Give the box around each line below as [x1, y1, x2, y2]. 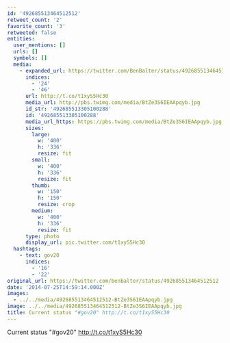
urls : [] [13, 49, 38, 55]
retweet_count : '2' [7, 16, 63, 23]
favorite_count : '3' [7, 23, 66, 29]
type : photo [25, 233, 60, 240]
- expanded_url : [19, 67, 66, 74]
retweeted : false [7, 29, 57, 36]
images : [7, 290, 29, 297]
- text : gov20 [19, 252, 60, 259]
